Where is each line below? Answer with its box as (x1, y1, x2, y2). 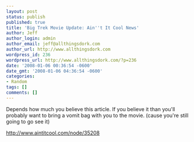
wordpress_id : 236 (6, 52, 51, 58)
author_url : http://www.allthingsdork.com (6, 47, 111, 52)
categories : (6, 73, 35, 79)
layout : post (6, 8, 38, 15)
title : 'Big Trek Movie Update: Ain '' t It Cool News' (6, 24, 140, 31)
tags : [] (6, 84, 27, 90)
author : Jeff (6, 30, 38, 36)
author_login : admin (6, 35, 57, 41)
